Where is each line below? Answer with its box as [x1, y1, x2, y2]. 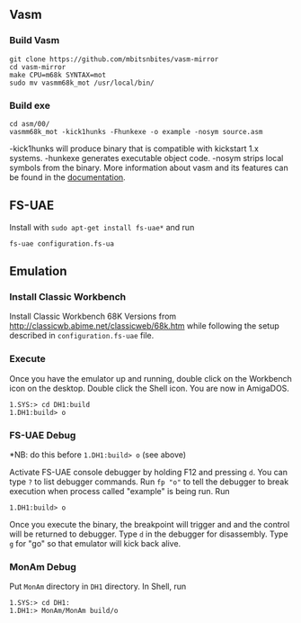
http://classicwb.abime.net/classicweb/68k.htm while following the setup [9, 321, 280, 331]
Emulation [9, 264, 67, 279]
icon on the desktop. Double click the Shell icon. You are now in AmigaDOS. [9, 383, 290, 393]
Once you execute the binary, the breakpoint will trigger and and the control [9, 519, 290, 530]
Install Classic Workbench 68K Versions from [9, 311, 177, 322]
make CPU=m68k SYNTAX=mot [9, 70, 106, 79]
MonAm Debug [9, 561, 76, 573]
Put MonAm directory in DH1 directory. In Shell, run [9, 581, 187, 592]
